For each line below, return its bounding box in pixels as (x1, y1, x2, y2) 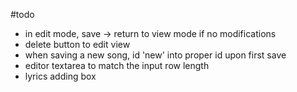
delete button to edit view (24, 39, 131, 50)
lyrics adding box (24, 70, 97, 82)
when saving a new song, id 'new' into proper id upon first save (24, 49, 287, 61)
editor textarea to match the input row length (24, 60, 210, 71)
